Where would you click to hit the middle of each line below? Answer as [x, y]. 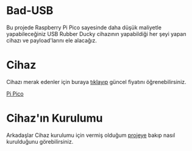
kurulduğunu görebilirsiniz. [40, 141]
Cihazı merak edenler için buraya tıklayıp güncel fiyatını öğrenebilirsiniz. [97, 82]
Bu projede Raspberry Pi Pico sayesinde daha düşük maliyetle [84, 27]
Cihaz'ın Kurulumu [55, 118]
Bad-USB [30, 11]
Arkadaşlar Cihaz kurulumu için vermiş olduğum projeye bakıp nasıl [91, 135]
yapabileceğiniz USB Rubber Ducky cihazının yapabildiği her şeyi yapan [96, 33]
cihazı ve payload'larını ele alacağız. [52, 40]
